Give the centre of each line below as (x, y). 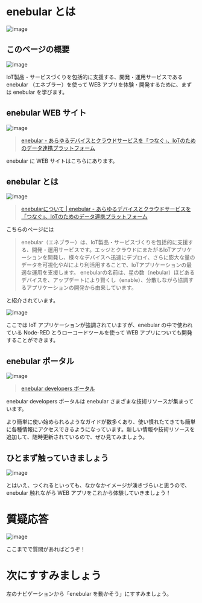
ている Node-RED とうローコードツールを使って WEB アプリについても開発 (99, 333)
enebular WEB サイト (46, 113)
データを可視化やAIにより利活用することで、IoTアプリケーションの (104, 265)
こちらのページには (30, 229)
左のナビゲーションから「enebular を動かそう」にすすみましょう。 (89, 593)
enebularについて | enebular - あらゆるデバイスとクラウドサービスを (106, 209)
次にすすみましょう (54, 576)
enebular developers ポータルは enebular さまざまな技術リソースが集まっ (97, 402)
